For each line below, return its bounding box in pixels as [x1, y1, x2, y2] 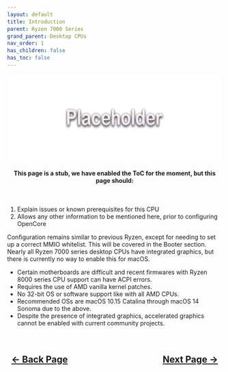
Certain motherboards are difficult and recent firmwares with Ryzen [16, 268, 208, 277]
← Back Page [11, 354, 68, 366]
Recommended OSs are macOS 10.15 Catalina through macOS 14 [16, 297, 199, 306]
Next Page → [162, 354, 218, 366]
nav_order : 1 [7, 40, 44, 47]
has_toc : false [7, 55, 51, 62]
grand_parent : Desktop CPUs [7, 33, 87, 40]
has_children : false [7, 47, 66, 54]
